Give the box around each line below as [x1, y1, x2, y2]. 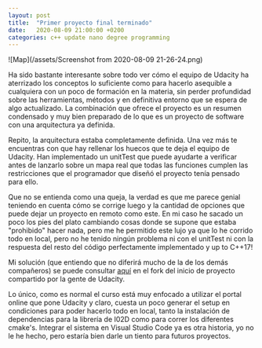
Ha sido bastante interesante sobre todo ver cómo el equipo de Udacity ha [8, 70, 249, 79]
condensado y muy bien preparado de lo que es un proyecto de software [8, 112, 245, 122]
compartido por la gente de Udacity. [8, 274, 126, 284]
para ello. [8, 178, 39, 187]
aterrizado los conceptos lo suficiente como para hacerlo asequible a [8, 79, 232, 88]
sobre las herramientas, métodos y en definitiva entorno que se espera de [8, 95, 248, 104]
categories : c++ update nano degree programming [8, 33, 170, 42]
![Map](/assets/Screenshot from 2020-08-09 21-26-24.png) [8, 55, 203, 64]
